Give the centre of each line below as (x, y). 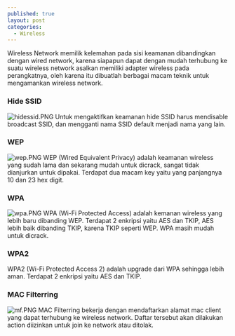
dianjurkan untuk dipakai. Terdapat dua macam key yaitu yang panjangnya (115, 172)
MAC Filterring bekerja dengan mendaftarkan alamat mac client (130, 310)
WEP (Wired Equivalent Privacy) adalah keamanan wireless (128, 157)
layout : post (26, 20)
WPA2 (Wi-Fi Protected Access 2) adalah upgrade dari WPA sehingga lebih (116, 269)
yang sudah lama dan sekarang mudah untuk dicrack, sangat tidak (103, 165)
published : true (31, 14)
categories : (25, 27)
